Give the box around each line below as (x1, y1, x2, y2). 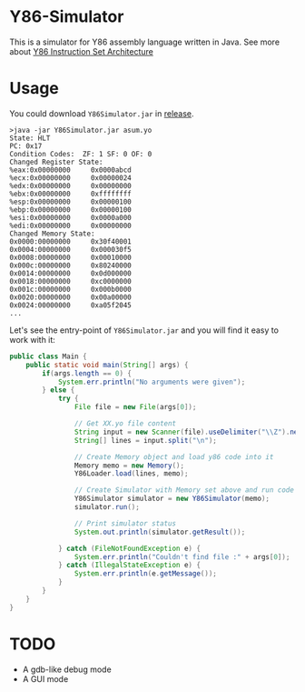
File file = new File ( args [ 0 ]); (74, 403, 197, 412)
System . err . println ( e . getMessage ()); (74, 569, 218, 578)
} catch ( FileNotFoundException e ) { (57, 544, 202, 553)
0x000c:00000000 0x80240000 (9, 261, 132, 270)
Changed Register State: (9, 157, 103, 166)
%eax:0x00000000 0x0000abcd (9, 165, 132, 175)
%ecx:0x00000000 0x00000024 (9, 173, 132, 183)
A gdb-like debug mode (22, 664, 112, 675)
